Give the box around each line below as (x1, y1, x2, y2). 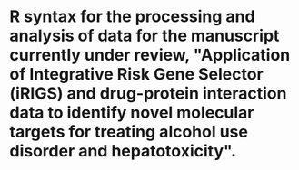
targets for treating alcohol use (9, 122, 248, 142)
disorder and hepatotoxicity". (9, 141, 237, 162)
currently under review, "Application (9, 45, 291, 65)
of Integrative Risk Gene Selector (9, 64, 264, 85)
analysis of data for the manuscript (9, 25, 280, 46)
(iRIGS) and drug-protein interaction (9, 83, 287, 104)
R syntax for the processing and (9, 6, 256, 27)
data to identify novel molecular (9, 102, 254, 123)
